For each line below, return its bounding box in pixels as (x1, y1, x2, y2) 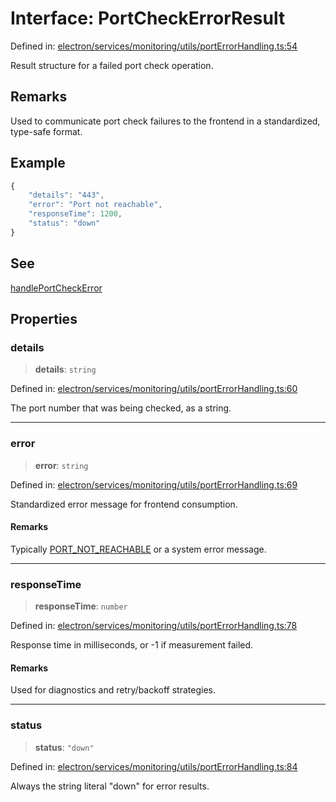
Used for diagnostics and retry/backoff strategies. (10, 684, 217, 696)
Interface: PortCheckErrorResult (10, 7, 286, 30)
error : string (34, 459, 89, 471)
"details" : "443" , (28, 190, 105, 201)
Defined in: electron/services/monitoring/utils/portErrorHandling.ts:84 (10, 760, 298, 772)
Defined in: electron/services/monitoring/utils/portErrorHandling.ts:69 (10, 478, 298, 491)
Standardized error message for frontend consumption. (10, 498, 238, 510)
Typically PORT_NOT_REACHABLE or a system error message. (10, 543, 267, 555)
